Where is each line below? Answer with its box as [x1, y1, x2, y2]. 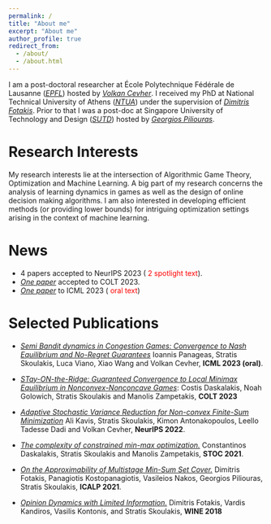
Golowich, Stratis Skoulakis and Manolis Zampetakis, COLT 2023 [19, 391, 238, 401]
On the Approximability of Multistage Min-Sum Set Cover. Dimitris [19, 465, 241, 474]
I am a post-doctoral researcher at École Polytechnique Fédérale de [8, 79, 235, 90]
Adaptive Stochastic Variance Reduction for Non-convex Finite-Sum [19, 407, 249, 417]
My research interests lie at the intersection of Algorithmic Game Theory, [8, 169, 252, 179]
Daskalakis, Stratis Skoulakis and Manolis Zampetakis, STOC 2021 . [19, 448, 244, 458]
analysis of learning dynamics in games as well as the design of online [8, 186, 243, 196]
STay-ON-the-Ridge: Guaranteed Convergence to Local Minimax [19, 373, 238, 383]
